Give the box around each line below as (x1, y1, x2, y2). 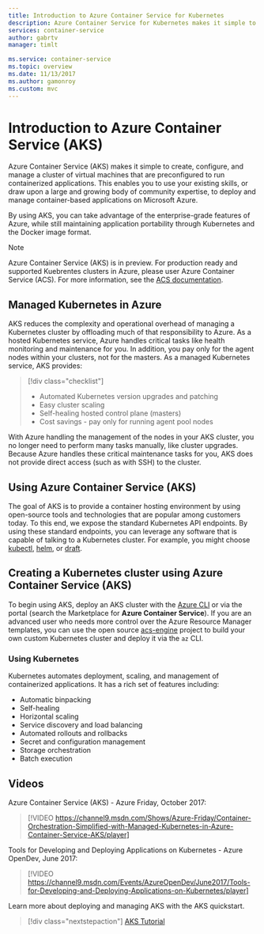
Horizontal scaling (19, 712, 79, 721)
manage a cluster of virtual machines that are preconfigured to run (8, 170, 225, 180)
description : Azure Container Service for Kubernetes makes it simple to (8, 19, 257, 27)
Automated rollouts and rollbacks (19, 729, 128, 738)
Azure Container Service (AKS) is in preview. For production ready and (8, 258, 238, 268)
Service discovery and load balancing (19, 720, 143, 730)
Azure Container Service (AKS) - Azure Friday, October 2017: (8, 797, 207, 807)
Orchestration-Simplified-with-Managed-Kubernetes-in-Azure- (27, 821, 234, 831)
